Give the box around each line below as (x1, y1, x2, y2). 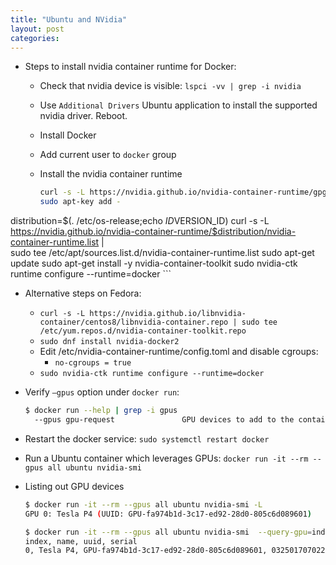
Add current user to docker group (39, 149, 177, 161)
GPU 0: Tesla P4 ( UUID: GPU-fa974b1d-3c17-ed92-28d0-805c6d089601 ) (24, 509, 313, 519)
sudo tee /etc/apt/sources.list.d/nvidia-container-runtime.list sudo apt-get (10, 247, 315, 259)
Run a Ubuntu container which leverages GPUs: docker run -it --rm (24, 452, 309, 464)
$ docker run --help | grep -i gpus (24, 406, 178, 416)
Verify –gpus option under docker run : (24, 386, 180, 398)
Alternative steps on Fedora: (24, 287, 142, 300)
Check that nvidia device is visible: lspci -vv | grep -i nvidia (39, 80, 302, 92)
